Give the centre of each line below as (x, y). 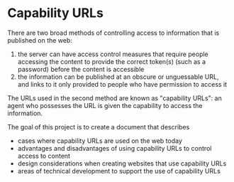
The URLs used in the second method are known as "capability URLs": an (115, 98)
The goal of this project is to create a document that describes (99, 127)
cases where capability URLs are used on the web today (100, 141)
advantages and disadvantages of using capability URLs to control (115, 148)
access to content (44, 156)
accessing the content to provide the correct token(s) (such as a (112, 61)
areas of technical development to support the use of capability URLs (119, 171)
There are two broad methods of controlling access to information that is (113, 33)
